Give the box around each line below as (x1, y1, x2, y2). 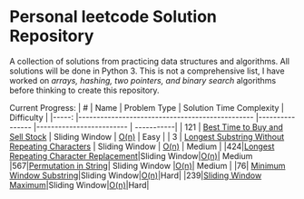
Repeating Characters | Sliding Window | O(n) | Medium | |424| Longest (9, 141, 275, 152)
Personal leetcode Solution (9, 6, 218, 27)
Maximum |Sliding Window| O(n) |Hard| (9, 179, 150, 190)
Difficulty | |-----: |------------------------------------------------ (9, 112, 254, 123)
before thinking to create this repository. (9, 85, 161, 95)
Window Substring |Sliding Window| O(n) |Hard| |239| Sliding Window (9, 170, 262, 181)
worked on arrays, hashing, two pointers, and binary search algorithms (9, 75, 277, 85)
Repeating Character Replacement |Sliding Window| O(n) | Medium (9, 150, 253, 161)
